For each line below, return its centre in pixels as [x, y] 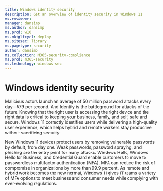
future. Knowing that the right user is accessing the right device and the [77, 112]
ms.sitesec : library [26, 41]
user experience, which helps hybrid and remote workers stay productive [78, 128]
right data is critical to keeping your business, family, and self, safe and [76, 117]
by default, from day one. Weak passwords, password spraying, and [73, 147]
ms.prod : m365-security [29, 59]
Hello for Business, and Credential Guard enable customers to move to [76, 158]
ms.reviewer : [18, 19]
